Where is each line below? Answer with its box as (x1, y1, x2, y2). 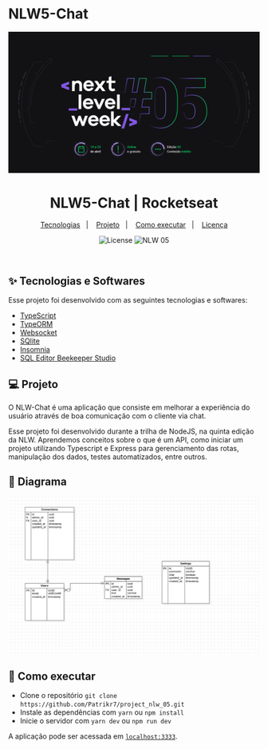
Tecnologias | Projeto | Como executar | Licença (40, 220, 228, 230)
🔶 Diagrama (8, 475, 67, 489)
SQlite (19, 336, 40, 346)
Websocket (19, 328, 57, 338)
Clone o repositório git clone (19, 691, 117, 700)
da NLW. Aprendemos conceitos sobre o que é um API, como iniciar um (8, 435, 243, 444)
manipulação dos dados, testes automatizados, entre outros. (8, 452, 207, 462)
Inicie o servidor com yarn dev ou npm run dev (19, 716, 171, 726)
